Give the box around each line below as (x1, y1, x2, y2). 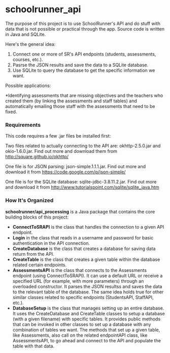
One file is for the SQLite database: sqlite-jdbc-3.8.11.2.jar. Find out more (5, 179, 157, 185)
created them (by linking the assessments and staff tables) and (5, 98, 137, 104)
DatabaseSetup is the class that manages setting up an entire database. (12, 305, 164, 311)
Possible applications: (5, 83, 51, 89)
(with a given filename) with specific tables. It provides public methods (12, 316, 161, 322)
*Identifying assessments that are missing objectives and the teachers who (5, 92, 163, 98)
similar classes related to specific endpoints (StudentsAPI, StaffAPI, (12, 294, 154, 300)
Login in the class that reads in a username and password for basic (12, 234, 154, 240)
